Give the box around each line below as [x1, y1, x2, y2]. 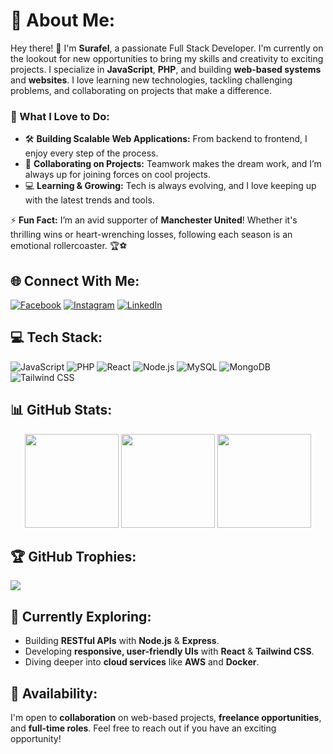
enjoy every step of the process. [24, 147, 159, 159]
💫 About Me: [10, 9, 116, 32]
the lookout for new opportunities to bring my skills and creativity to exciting [10, 52, 324, 64]
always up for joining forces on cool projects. [24, 169, 211, 181]
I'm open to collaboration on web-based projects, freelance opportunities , [10, 712, 322, 724]
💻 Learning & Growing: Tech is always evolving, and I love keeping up [24, 180, 317, 192]
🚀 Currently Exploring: [10, 608, 152, 625]
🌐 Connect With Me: [10, 272, 140, 289]
